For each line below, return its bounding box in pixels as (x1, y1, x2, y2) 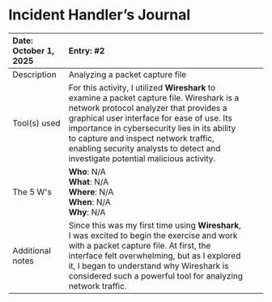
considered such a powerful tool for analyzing (68, 270, 244, 281)
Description (12, 69, 57, 80)
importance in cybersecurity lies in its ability (68, 122, 236, 134)
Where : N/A (68, 186, 114, 198)
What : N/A (68, 176, 109, 187)
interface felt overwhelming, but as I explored (68, 249, 241, 261)
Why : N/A (68, 206, 106, 218)
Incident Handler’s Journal (8, 6, 191, 24)
